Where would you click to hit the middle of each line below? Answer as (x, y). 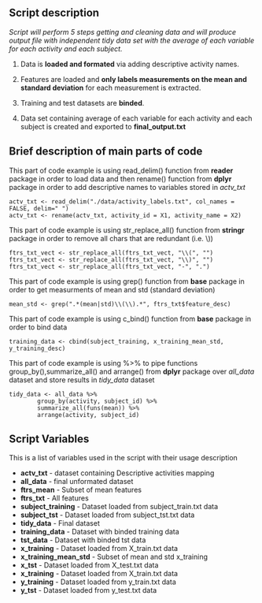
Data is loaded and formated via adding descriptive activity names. (129, 64)
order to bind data (38, 327)
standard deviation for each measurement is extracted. (111, 87)
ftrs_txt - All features (54, 498)
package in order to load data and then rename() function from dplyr (120, 179)
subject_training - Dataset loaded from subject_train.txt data (119, 507)
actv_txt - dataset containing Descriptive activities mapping (117, 473)
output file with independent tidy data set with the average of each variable (132, 40)
